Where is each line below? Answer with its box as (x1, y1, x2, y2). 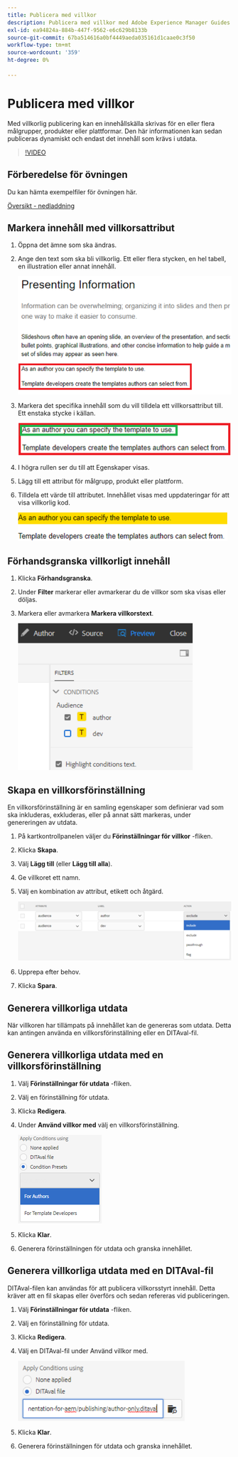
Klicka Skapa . (17, 846, 59, 854)
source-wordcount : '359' (7, 49, 81, 56)
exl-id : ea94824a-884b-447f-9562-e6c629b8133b (7, 26, 148, 33)
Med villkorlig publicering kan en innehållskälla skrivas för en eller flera (7, 119, 215, 127)
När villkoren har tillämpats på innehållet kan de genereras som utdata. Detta (7, 1021, 232, 1029)
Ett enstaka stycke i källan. (17, 409, 96, 418)
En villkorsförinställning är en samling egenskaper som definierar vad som (7, 803, 224, 811)
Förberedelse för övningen (7, 169, 128, 181)
